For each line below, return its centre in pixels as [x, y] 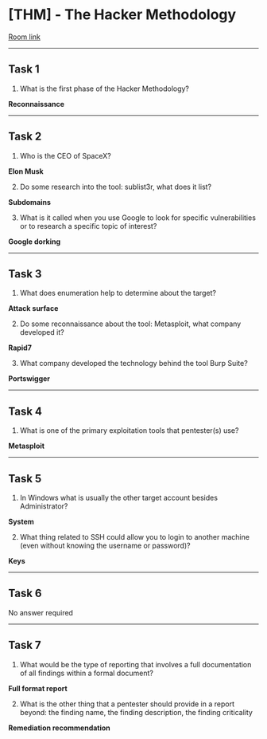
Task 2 [25, 137]
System [21, 521]
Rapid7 [20, 348]
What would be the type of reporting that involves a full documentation [135, 664]
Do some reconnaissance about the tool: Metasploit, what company [130, 324]
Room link [25, 37]
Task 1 [24, 69]
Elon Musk [26, 171]
